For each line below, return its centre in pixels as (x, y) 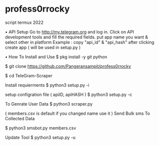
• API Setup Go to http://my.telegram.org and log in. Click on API (70, 32)
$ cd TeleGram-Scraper (29, 75)
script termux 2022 (24, 22)
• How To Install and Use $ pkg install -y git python (56, 56)
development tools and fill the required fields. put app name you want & (77, 37)
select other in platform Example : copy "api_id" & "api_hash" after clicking (80, 42)
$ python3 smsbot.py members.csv (41, 128)
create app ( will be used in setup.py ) (43, 47)
